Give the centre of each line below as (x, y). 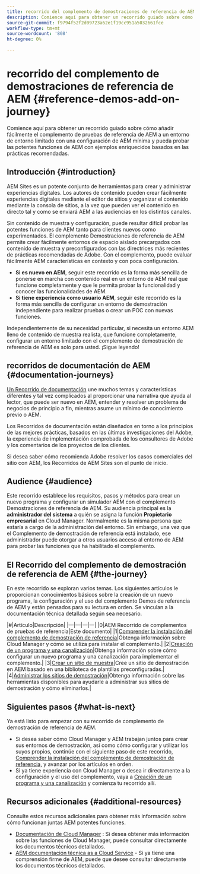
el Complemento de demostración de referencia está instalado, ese (89, 533)
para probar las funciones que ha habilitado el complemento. (81, 546)
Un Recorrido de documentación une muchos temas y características (92, 389)
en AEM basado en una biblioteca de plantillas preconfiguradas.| (86, 669)
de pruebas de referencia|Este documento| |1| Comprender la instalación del (99, 631)
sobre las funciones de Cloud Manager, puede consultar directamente (101, 840)
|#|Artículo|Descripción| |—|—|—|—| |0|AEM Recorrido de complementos (97, 625)
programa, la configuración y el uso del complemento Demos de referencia (99, 601)
